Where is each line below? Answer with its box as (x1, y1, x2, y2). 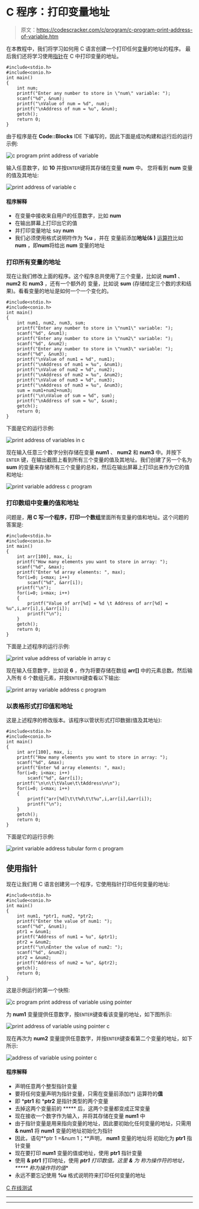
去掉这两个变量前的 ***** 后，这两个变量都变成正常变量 (14, 1105, 150, 1112)
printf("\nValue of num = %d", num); (17, 100, 110, 107)
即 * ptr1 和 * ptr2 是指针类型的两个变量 (14, 1097, 108, 1105)
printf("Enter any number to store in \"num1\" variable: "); (17, 325, 174, 331)
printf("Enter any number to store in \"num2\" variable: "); (17, 336, 174, 342)
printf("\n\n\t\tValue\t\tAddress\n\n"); (17, 780, 120, 786)
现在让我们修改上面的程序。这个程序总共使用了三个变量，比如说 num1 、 (6, 272, 184, 280)
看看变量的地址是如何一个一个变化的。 (18, 287, 113, 294)
